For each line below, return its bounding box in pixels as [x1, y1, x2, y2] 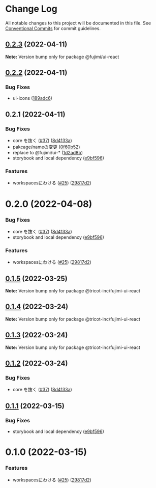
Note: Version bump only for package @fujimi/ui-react [5, 53, 119, 60]
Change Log [5, 3, 57, 15]
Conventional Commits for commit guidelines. [5, 25, 101, 31]
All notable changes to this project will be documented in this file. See [5, 20, 151, 26]
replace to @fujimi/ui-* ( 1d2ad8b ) [12, 150, 83, 156]
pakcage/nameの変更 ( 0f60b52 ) [12, 144, 80, 150]
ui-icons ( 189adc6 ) [12, 95, 52, 101]
